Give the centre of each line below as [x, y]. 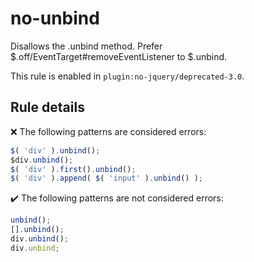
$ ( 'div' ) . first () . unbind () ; [73, 169]
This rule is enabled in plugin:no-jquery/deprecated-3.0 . [127, 76]
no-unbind [55, 18]
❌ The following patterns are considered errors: [108, 131]
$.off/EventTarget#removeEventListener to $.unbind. [119, 56]
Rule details [47, 107]
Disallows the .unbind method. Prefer [86, 46]
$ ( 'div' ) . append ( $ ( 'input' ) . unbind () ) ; [106, 178]
